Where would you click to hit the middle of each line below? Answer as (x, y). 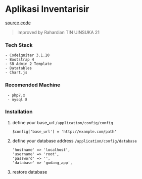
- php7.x (16, 95)
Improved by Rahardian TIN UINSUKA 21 (58, 32)
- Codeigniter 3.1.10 (27, 55)
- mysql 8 (17, 100)
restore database (30, 172)
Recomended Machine (33, 85)
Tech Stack (19, 45)
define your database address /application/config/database (74, 141)
